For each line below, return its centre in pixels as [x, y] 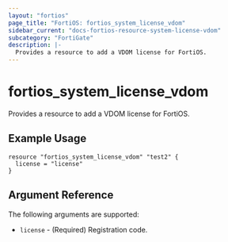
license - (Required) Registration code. [84, 229]
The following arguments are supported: [74, 214]
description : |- [35, 45]
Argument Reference [61, 195]
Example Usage [47, 138]
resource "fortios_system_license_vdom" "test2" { [93, 157]
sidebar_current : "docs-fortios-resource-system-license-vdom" [115, 30]
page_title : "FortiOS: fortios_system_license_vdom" [97, 23]
